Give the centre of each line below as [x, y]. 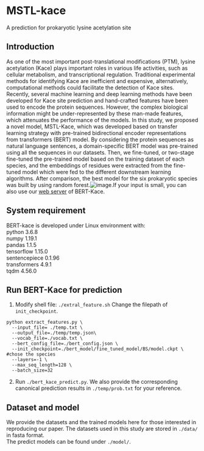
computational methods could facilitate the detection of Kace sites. [90, 87]
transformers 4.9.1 [29, 264]
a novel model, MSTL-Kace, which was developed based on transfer [92, 127]
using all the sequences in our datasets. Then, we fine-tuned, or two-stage [100, 152]
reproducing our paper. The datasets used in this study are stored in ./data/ [102, 429]
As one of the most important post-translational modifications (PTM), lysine [101, 61]
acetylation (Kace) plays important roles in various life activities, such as [97, 68]
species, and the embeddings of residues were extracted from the [89, 165]
